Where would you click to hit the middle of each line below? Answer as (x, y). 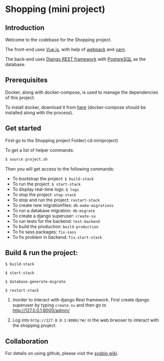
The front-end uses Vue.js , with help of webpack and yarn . (66, 49)
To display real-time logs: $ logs (46, 189)
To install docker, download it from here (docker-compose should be (76, 107)
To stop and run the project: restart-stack (56, 200)
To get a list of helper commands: (40, 150)
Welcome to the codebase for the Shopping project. (58, 40)
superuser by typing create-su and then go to (59, 305)
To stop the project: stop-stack (44, 194)
